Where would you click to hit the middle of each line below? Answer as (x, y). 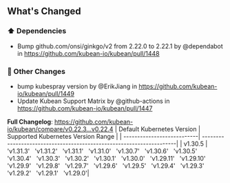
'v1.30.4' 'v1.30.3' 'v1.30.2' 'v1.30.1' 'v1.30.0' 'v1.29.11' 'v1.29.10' (106, 158)
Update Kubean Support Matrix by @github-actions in (93, 101)
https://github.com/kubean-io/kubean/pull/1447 (85, 108)
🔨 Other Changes (36, 71)
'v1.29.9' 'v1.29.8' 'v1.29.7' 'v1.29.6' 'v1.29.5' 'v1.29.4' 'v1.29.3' (106, 166)
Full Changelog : (30, 122)
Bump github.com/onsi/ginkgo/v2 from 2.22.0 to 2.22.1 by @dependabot (120, 46)
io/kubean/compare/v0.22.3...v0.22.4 (60, 129)
